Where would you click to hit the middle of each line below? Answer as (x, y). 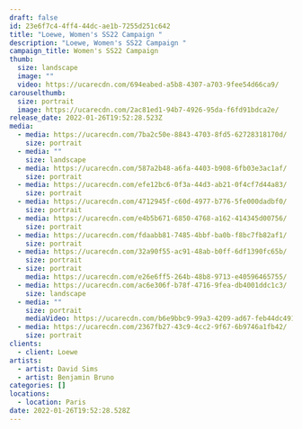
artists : (26, 361)
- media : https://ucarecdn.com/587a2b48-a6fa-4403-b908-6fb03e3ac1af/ (152, 168)
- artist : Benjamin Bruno (66, 377)
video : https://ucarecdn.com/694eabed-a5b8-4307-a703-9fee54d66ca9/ (148, 85)
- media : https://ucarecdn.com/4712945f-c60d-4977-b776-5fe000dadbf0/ (152, 202)
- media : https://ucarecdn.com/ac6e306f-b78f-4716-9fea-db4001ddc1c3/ (152, 285)
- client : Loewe (48, 352)
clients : (26, 344)
